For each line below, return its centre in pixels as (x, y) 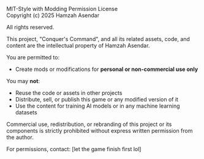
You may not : (23, 81)
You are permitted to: (33, 57)
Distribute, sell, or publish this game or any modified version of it (97, 99)
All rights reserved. (30, 27)
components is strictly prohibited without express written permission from (100, 131)
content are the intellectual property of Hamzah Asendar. (78, 46)
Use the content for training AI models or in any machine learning (97, 106)
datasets (26, 112)
